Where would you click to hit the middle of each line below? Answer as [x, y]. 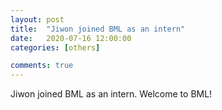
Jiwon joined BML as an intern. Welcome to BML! [111, 94]
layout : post [37, 19]
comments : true [42, 66]
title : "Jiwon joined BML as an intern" [98, 29]
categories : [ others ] [55, 47]
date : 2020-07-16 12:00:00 [71, 38]
